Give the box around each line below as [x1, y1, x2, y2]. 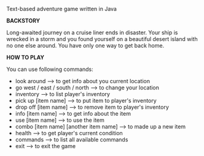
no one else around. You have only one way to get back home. [6, 42, 165, 49]
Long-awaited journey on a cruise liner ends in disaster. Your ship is [6, 29, 178, 36]
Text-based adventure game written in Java [6, 6, 117, 12]
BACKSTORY [6, 17, 41, 24]
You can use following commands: [6, 65, 93, 73]
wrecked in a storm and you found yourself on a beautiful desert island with [6, 35, 198, 42]
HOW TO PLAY [6, 54, 45, 61]
